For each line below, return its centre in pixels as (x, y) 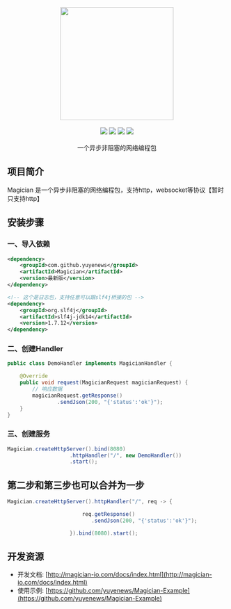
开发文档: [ (32, 575)
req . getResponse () (109, 514)
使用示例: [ (32, 591)
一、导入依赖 (29, 244)
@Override (34, 376)
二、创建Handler (35, 349)
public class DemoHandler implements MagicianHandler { (90, 364)
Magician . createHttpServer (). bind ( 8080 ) (67, 449)
